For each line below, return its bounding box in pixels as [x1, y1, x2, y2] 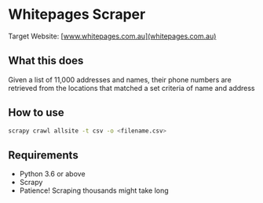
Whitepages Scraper [8, 5, 146, 24]
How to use [8, 106, 64, 119]
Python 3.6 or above [19, 169, 86, 179]
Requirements [8, 148, 79, 161]
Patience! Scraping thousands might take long [19, 186, 169, 195]
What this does [8, 54, 84, 67]
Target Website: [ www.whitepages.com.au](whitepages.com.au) [8, 31, 217, 41]
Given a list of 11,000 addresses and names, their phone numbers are [8, 74, 232, 84]
